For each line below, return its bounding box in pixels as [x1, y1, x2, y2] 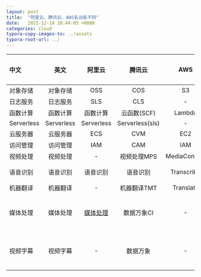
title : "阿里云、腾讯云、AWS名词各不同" [6, 14, 99, 20]
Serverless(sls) [117, 119, 160, 127]
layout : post [6, 8, 39, 15]
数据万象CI [123, 209, 154, 216]
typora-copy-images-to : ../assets [6, 31, 93, 37]
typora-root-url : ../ [6, 37, 60, 43]
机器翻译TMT [119, 184, 157, 192]
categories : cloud [6, 25, 52, 32]
